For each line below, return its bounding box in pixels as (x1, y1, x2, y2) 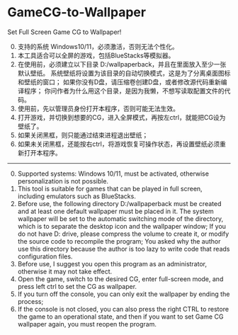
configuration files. (17, 252, 73, 261)
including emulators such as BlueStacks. (17, 192, 136, 200)
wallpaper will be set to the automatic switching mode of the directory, (17, 214, 224, 223)
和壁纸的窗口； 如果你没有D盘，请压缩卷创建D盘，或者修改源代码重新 (17, 77, 221, 86)
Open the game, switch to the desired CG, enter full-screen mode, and (17, 274, 224, 283)
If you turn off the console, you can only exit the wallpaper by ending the (17, 290, 230, 298)
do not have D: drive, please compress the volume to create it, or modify (17, 229, 229, 238)
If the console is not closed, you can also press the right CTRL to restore (17, 305, 229, 313)
